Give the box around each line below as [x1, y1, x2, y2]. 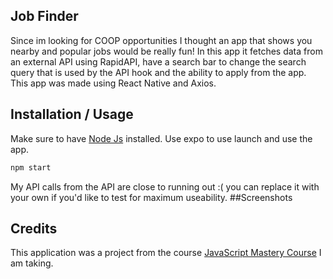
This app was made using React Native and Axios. [10, 77, 217, 89]
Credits [10, 220, 58, 237]
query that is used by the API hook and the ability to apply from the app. [10, 66, 307, 78]
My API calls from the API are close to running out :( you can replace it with [10, 180, 320, 193]
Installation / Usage [10, 106, 134, 123]
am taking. [10, 257, 54, 269]
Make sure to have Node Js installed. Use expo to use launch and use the [10, 132, 313, 144]
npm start [10, 162, 52, 173]
